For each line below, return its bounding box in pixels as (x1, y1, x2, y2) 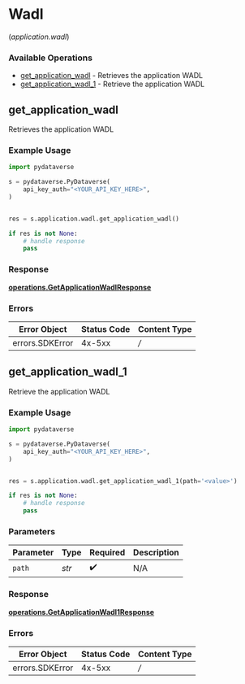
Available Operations (8, 52, 93, 63)
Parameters (8, 525, 55, 537)
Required (88, 547, 126, 558)
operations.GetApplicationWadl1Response (8, 607, 155, 616)
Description (132, 547, 180, 558)
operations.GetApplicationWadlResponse (8, 282, 152, 292)
